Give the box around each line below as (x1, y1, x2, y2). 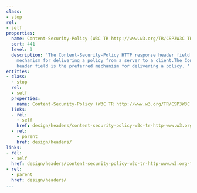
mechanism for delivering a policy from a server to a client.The (16, 57, 182, 63)
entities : (6, 68, 30, 74)
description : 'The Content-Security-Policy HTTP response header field (11, 52, 191, 58)
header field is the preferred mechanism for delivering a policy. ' (16, 63, 191, 69)
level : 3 (11, 47, 33, 53)
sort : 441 (11, 42, 35, 47)
